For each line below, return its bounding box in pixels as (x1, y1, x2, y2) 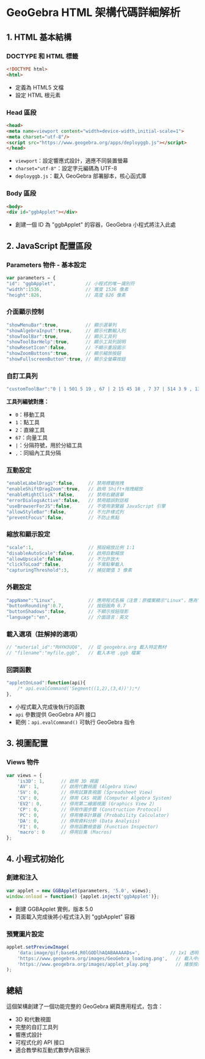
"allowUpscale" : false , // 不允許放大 (6, 556, 120, 562)
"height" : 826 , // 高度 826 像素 (6, 292, 126, 298)
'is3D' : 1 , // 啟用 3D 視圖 (17, 778, 99, 784)
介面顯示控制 (6, 308, 45, 316)
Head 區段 (6, 108, 37, 116)
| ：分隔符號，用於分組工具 (15, 442, 82, 449)
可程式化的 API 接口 (15, 1039, 65, 1046)
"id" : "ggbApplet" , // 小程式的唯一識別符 (6, 280, 135, 287)
